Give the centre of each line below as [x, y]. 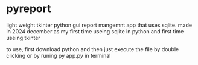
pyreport [29, 9]
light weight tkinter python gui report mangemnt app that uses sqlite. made [99, 25]
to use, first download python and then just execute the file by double [93, 49]
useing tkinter [23, 38]
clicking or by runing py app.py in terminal [59, 55]
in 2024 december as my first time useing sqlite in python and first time [95, 31]
